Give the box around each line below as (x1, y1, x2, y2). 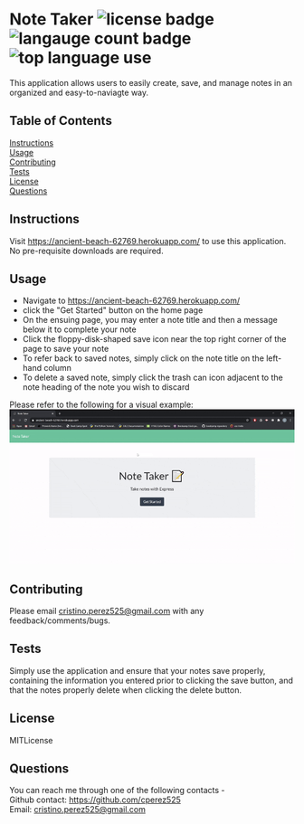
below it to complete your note (22, 324, 138, 335)
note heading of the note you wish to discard (22, 382, 190, 393)
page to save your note (22, 344, 109, 355)
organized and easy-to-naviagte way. (9, 87, 149, 98)
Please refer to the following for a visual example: (9, 399, 194, 411)
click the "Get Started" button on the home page (22, 305, 204, 316)
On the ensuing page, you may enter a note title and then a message (22, 315, 278, 326)
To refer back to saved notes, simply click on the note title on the (22, 353, 265, 364)
